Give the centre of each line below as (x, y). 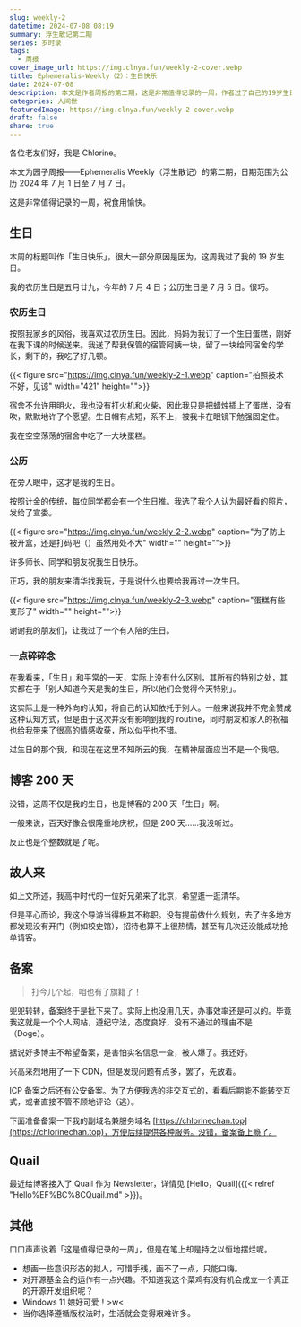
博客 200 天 (42, 781)
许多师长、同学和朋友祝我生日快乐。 (76, 562)
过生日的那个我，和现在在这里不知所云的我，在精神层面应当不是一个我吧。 (146, 749)
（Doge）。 (29, 1033)
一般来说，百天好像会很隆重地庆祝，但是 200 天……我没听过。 (124, 822)
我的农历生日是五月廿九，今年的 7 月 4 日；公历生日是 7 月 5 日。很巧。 (141, 286)
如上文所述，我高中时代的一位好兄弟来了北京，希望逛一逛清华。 (127, 896)
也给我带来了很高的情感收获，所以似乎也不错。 (95, 730)
